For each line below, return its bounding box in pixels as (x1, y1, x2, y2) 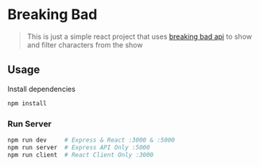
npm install (7, 99, 47, 108)
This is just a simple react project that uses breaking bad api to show (26, 32, 252, 41)
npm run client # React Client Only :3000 (7, 150, 154, 159)
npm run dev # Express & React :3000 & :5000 (7, 136, 176, 144)
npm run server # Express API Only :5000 (7, 143, 150, 151)
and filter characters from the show (26, 40, 143, 49)
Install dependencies (7, 84, 76, 93)
